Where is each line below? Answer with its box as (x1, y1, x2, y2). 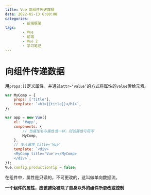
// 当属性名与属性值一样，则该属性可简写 (22, 129, 94, 134)
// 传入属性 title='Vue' (14, 142, 61, 147)
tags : (5, 25, 16, 30)
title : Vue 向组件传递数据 (5, 7, 54, 12)
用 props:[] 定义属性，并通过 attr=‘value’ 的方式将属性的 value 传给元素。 (5, 83, 149, 89)
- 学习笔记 (22, 43, 42, 48)
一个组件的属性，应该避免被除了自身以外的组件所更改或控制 (5, 185, 124, 191)
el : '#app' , (14, 119, 38, 124)
